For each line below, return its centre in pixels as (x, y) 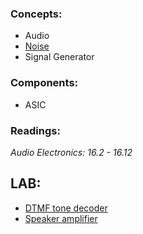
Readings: (35, 130)
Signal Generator (59, 57)
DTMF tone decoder (66, 208)
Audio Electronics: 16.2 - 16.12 (71, 152)
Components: (44, 83)
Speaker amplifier (61, 218)
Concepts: (36, 14)
